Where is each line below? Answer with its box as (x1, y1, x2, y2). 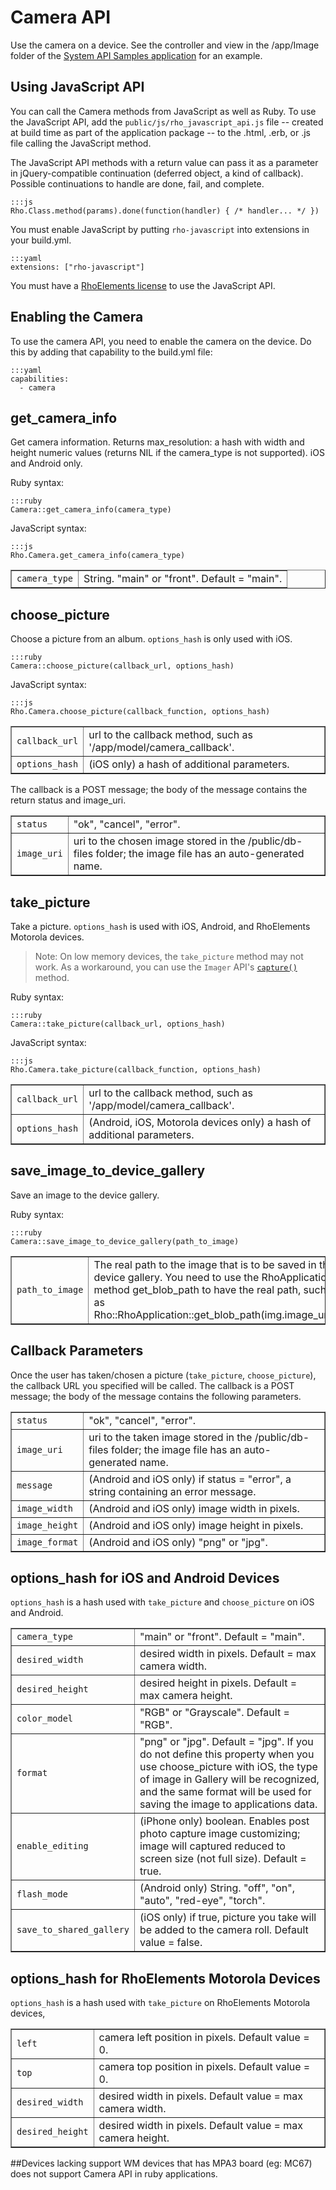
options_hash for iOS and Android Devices (10, 1570, 280, 1587)
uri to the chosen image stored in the (73, 834, 246, 848)
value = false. (139, 1936, 203, 1950)
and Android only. (10, 457, 83, 470)
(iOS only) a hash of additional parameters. (88, 757, 290, 771)
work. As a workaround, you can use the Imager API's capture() (34, 961, 298, 973)
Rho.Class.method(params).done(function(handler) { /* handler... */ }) (10, 206, 320, 216)
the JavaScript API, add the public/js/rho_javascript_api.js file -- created (10, 116, 324, 128)
